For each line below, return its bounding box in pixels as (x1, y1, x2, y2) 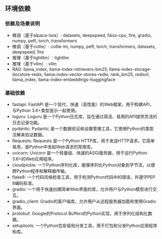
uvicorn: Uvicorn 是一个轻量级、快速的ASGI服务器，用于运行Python (12, 150, 147, 156)
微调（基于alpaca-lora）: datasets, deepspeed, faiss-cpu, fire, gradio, (12, 32, 152, 38)
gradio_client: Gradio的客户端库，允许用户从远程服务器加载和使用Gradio (12, 198, 156, 204)
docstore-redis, (12, 71, 44, 77)
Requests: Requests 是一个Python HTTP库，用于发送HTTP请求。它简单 (12, 138, 155, 143)
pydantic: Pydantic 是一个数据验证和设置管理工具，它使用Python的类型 (12, 126, 154, 131)
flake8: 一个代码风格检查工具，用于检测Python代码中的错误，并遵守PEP (12, 174, 156, 180)
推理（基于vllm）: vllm (12, 61, 57, 66)
